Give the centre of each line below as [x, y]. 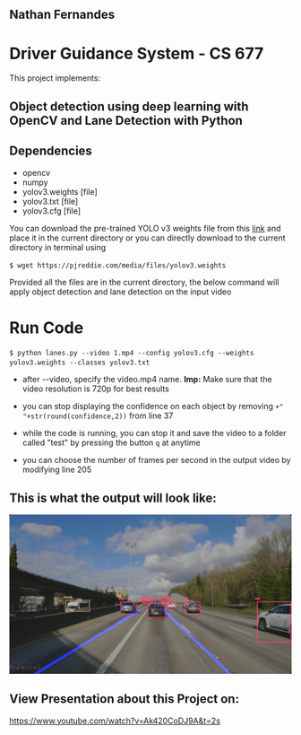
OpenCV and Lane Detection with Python [126, 120]
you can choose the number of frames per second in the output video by [156, 460]
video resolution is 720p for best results [96, 389]
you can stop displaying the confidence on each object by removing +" [153, 407]
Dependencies [51, 151]
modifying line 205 [57, 469]
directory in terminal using [58, 247]
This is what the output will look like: [113, 498]
